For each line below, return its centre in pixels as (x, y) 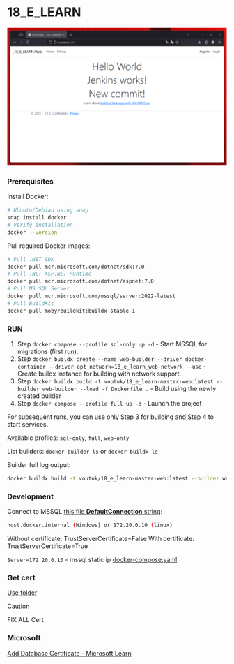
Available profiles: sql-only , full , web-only (68, 438)
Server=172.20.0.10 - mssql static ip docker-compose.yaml (92, 560)
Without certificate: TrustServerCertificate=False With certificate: (101, 539)
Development (31, 496)
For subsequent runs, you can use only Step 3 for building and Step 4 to (111, 417)
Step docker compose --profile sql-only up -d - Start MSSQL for (112, 344)
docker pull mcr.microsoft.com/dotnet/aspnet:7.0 (81, 281)
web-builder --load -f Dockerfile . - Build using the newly (130, 389)
